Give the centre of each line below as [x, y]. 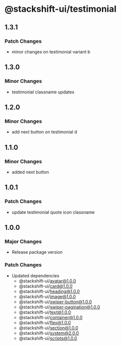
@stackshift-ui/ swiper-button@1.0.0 [55, 302]
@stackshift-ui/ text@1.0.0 [45, 312]
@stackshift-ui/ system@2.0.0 [49, 333]
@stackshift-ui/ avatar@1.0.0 [48, 281]
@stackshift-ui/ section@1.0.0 [48, 328]
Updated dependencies [36, 275]
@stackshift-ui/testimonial [60, 9]
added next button [30, 172]
